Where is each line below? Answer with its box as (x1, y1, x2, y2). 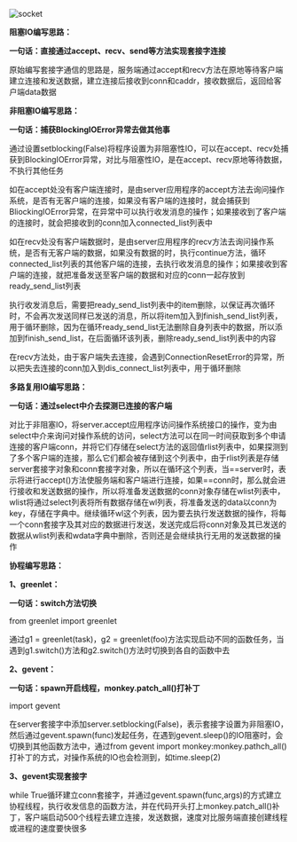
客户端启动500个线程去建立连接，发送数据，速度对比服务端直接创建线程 (24, 812, 288, 822)
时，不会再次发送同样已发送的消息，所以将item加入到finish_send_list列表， (9, 311, 283, 321)
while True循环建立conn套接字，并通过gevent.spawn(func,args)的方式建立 (9, 790, 282, 800)
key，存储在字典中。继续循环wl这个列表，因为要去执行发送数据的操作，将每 (9, 508, 286, 518)
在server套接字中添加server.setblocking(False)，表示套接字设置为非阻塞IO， (9, 719, 288, 729)
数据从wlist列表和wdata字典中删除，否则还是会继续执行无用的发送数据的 (9, 531, 274, 540)
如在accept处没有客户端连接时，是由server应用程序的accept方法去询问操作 (9, 185, 285, 194)
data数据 (24, 87, 57, 97)
